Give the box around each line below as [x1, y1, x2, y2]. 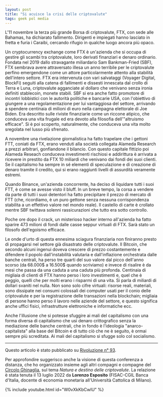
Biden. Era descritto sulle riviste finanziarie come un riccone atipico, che [5, 111, 150, 117]
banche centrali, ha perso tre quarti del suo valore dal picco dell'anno [5, 257, 144, 263]
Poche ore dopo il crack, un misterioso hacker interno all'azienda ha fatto [5, 216, 151, 222]
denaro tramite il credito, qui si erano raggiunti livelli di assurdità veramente [5, 167, 155, 173]
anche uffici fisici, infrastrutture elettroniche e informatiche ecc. [5, 303, 132, 309]
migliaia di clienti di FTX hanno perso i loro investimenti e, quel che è [5, 272, 142, 278]
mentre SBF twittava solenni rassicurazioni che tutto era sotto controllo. [5, 207, 148, 213]
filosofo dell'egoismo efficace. [5, 227, 65, 233]
